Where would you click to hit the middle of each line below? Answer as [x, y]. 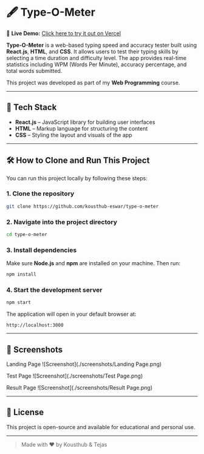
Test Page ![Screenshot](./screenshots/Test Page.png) [75, 376]
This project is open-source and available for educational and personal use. [101, 427]
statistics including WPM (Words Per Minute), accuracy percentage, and [97, 64]
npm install [21, 274]
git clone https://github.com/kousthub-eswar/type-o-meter [83, 206]
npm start [19, 303]
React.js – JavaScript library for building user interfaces [85, 122]
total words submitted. [34, 70]
